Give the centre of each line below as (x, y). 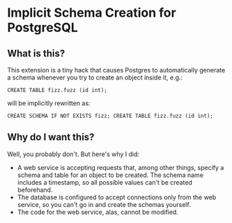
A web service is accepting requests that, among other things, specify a (121, 167)
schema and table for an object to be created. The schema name (110, 175)
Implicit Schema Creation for (92, 13)
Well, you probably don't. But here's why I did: (74, 154)
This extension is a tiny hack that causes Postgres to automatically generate (116, 70)
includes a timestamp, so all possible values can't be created (105, 182)
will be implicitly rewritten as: (49, 103)
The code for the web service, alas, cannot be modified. (98, 212)
